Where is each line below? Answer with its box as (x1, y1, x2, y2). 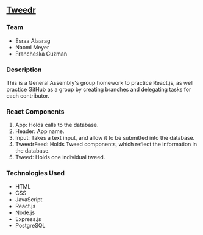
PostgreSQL (15, 222, 46, 229)
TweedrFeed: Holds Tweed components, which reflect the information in (15, 140, 197, 148)
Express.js (15, 215, 41, 222)
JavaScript (15, 195, 43, 203)
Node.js (15, 209, 35, 216)
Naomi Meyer (15, 43, 49, 51)
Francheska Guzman (15, 50, 68, 57)
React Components (6, 107, 65, 115)
